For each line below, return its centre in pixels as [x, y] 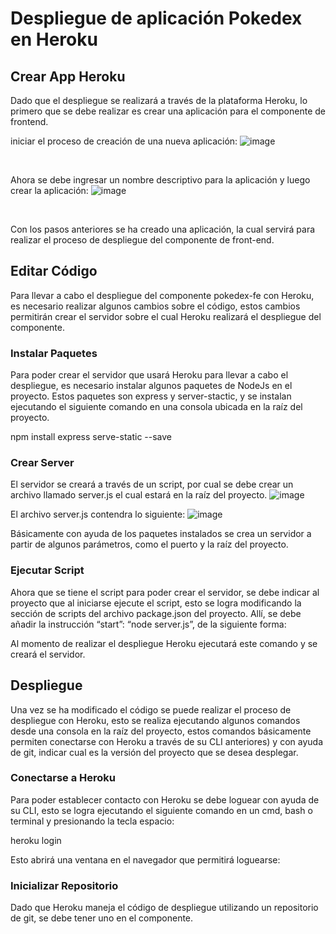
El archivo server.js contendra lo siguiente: [98, 514]
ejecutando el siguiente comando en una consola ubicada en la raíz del [156, 407]
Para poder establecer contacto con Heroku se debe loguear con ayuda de [165, 799]
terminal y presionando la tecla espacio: [92, 821]
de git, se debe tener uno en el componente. [102, 918]
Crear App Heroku [68, 76]
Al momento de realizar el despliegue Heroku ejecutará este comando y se [164, 643]
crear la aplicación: [49, 190]
